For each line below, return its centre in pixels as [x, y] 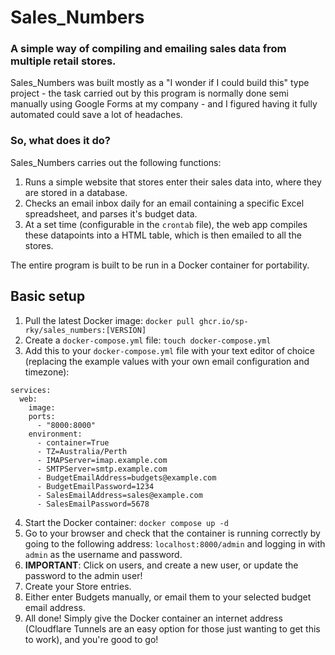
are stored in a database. [76, 192]
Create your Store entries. [78, 586]
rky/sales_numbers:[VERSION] [85, 330]
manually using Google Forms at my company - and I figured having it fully [164, 104]
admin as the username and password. [103, 554]
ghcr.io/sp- [223, 321]
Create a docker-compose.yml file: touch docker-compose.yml [148, 340]
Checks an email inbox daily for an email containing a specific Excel [164, 203]
